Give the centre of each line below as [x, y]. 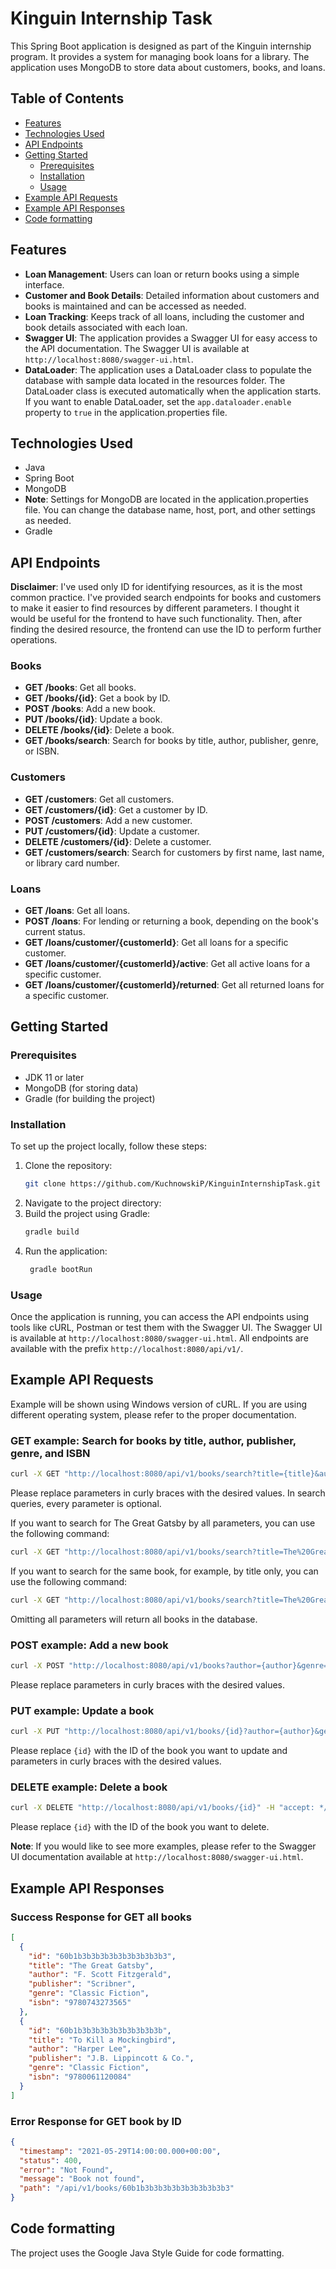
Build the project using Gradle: [87, 1213]
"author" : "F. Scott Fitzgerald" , [100, 1975]
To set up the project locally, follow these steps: [109, 1146]
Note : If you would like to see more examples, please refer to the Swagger [163, 1846]
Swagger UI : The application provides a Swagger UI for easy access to [171, 338]
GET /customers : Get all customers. [99, 799]
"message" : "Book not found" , [82, 2179]
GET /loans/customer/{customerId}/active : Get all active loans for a [167, 964]
